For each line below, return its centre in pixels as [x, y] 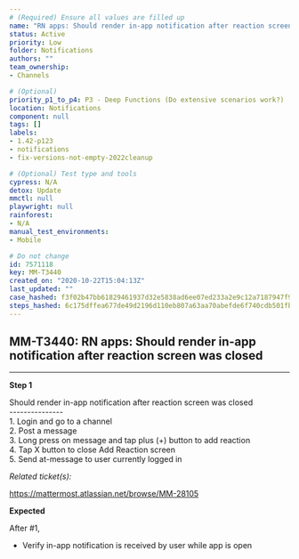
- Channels [29, 76]
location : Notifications [55, 108]
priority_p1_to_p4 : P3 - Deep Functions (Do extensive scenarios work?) [147, 100]
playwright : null [41, 207]
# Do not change [39, 256]
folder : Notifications [51, 51]
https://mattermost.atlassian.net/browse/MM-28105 [104, 494]
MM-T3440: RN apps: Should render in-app [133, 342]
